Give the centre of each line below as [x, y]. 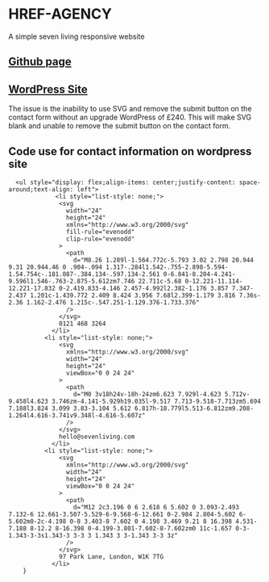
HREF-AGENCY [60, 14]
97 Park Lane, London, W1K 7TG [111, 557]
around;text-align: [41, 189]
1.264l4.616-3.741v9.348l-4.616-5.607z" [77, 415]
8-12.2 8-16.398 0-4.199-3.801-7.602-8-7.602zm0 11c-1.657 [130, 528]
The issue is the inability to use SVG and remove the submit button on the [130, 109]
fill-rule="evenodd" [100, 232]
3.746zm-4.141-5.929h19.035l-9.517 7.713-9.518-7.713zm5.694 [156, 401]
